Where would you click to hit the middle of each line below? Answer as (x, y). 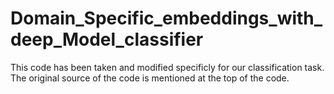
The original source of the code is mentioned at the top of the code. (150, 78)
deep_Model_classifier (107, 39)
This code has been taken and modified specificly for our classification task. (167, 67)
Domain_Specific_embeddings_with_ (166, 18)
